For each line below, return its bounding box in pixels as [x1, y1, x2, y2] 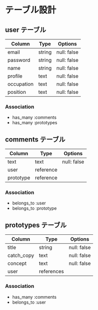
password [7, 57, 30, 63]
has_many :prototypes [12, 120, 57, 126]
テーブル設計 [5, 4, 56, 16]
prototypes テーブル [5, 221, 67, 229]
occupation [7, 81, 34, 87]
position [7, 89, 26, 95]
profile [7, 73, 23, 79]
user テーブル [5, 26, 47, 34]
